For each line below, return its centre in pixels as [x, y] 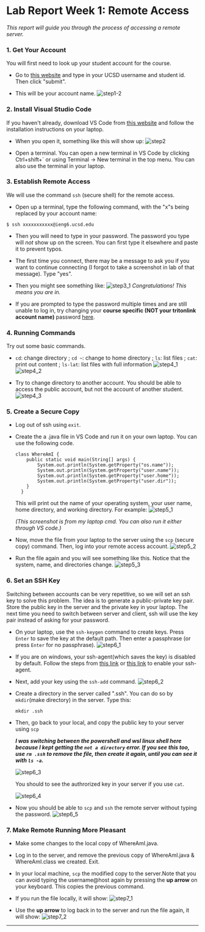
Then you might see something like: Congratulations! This [101, 286]
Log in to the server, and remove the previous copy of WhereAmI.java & [105, 855]
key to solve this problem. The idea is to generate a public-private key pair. [100, 601]
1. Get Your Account [36, 50]
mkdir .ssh [29, 711]
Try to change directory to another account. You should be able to [98, 383]
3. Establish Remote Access [48, 182]
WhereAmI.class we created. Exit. [57, 862]
